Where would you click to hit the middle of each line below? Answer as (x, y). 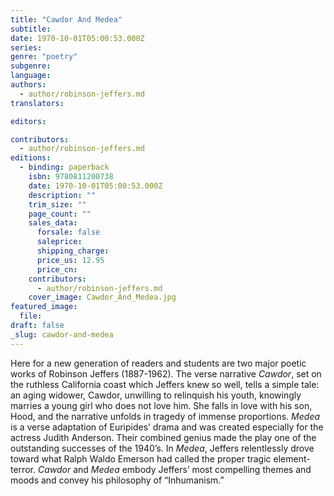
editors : (28, 121)
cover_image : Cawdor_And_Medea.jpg (102, 297)
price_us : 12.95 (70, 260)
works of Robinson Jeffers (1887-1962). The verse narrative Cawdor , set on (166, 373)
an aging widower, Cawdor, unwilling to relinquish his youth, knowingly (156, 395)
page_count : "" (60, 214)
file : (31, 316)
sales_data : (53, 223)
